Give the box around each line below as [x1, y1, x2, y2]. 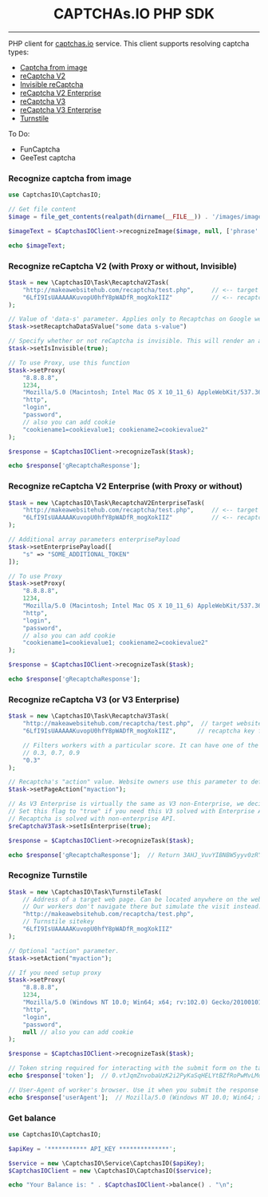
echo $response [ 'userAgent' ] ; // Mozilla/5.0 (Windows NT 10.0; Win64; [8, 1093, 255, 1101]
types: [8, 47, 30, 57]
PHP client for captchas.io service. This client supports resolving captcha [8, 38, 250, 48]
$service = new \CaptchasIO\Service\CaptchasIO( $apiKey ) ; [8, 1159, 205, 1167]
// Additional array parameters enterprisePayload [8, 535, 180, 543]
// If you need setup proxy [8, 969, 102, 977]
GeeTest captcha [19, 152, 76, 162]
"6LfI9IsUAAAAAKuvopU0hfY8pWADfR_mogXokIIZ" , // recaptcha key [22, 727, 255, 735]
